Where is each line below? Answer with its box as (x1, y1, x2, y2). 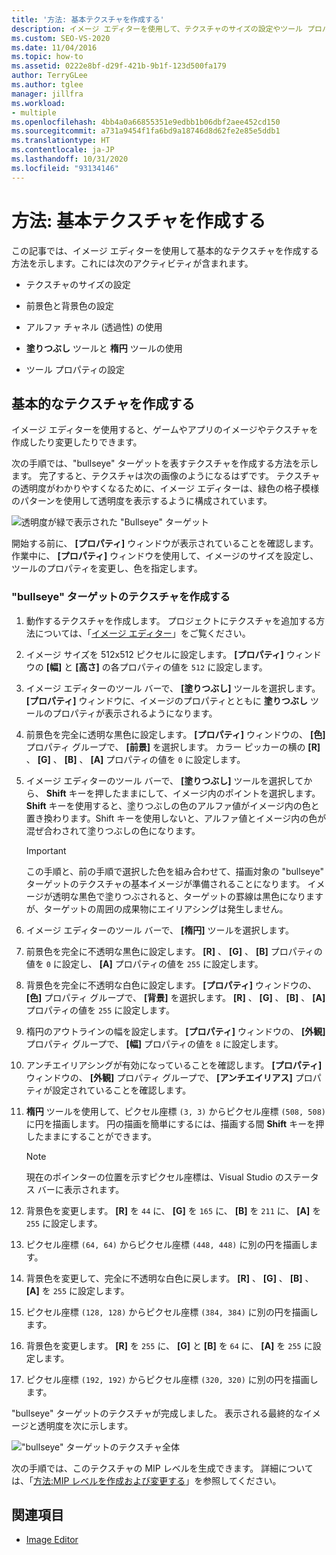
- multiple (11, 107, 57, 118)
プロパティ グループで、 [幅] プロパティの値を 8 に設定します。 (25, 1037, 284, 1050)
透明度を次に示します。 (37, 1419, 134, 1431)
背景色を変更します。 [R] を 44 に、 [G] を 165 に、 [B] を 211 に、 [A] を (25, 1204, 322, 1216)
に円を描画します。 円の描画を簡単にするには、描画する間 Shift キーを (25, 1117, 316, 1130)
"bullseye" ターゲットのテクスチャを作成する (11, 590, 231, 604)
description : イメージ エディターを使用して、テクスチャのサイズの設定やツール (11, 24, 303, 34)
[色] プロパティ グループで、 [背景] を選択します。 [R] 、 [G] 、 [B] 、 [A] (25, 991, 326, 1003)
